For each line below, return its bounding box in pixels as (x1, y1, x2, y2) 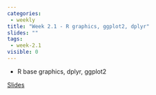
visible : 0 (7, 49, 39, 56)
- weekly (10, 17, 36, 23)
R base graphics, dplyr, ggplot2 (17, 67, 107, 76)
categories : (7, 10, 41, 17)
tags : (7, 36, 23, 43)
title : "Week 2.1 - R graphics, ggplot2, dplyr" (7, 23, 150, 30)
